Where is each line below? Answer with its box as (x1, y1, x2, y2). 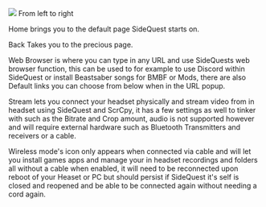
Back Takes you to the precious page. (8, 40, 133, 49)
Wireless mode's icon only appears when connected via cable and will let (8, 147, 252, 156)
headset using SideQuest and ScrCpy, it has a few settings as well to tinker (8, 106, 256, 114)
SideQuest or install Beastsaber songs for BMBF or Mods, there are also (8, 72, 247, 82)
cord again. (8, 189, 46, 199)
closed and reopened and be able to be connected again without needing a (8, 181, 257, 190)
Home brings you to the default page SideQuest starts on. (8, 24, 199, 34)
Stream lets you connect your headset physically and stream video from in (8, 97, 255, 106)
